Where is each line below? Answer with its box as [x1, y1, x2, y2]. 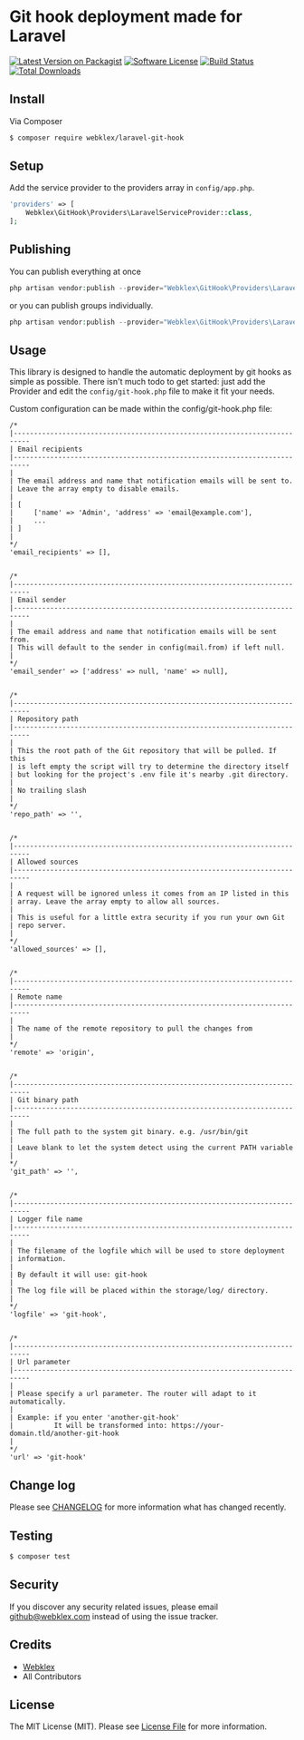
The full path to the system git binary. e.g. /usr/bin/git [17, 1128, 249, 1137]
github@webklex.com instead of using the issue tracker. [9, 1610, 219, 1621]
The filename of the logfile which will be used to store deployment [17, 1246, 285, 1256]
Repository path [17, 715, 79, 724]
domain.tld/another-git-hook [9, 1429, 119, 1439]
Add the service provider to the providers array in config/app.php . [9, 182, 255, 193]
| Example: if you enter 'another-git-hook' [9, 1413, 180, 1422]
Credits [9, 1637, 52, 1653]
